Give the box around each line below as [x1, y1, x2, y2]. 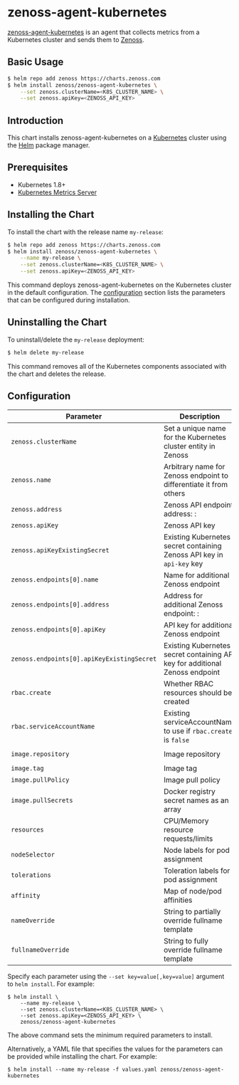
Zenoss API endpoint [163, 500, 233, 510]
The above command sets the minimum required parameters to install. [7, 1030, 213, 1039]
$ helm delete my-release [7, 349, 84, 356]
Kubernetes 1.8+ [17, 180, 66, 189]
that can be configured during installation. [7, 296, 130, 305]
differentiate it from [163, 479, 228, 489]
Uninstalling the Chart [7, 316, 107, 328]
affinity [11, 891, 41, 899]
